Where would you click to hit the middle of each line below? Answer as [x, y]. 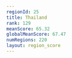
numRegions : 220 [27, 40]
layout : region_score [34, 46]
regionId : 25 [23, 12]
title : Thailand [27, 18]
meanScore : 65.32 [28, 29]
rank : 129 [19, 23]
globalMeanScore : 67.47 [36, 34]
